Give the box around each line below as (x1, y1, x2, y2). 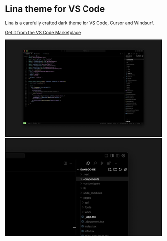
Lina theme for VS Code (5, 3, 105, 15)
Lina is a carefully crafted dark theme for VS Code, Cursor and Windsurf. (5, 20, 154, 26)
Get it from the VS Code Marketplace (5, 29, 81, 35)
